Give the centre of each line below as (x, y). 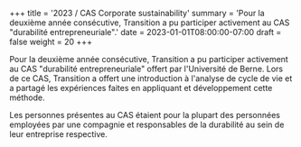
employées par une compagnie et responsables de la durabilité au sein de (147, 124)
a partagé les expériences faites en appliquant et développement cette (141, 88)
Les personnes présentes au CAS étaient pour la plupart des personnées (145, 115)
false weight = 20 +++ (51, 41)
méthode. (27, 97)
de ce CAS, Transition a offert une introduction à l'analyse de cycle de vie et (151, 78)
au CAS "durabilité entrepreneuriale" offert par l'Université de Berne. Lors (146, 69)
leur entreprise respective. (59, 134)
